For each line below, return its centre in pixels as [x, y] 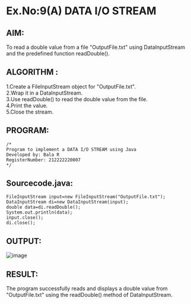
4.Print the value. [27, 105]
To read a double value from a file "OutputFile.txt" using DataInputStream [96, 47]
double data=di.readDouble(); [44, 207]
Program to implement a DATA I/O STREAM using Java [71, 149]
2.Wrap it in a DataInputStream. [44, 93]
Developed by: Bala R [33, 155]
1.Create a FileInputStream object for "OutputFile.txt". [71, 86]
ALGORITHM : [32, 72]
